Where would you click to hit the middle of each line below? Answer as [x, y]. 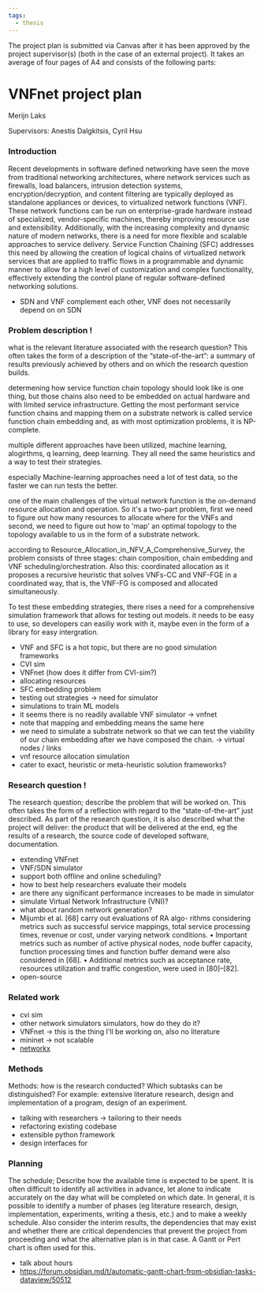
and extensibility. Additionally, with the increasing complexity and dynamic [129, 227]
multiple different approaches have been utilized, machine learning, [117, 445]
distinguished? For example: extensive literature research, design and [121, 1094]
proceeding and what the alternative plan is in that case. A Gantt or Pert [125, 1239]
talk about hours [46, 1263]
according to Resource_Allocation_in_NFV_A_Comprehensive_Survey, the [127, 550]
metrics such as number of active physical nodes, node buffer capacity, [136, 943]
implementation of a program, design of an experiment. [98, 1103]
